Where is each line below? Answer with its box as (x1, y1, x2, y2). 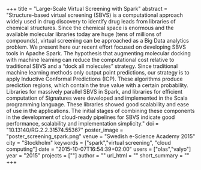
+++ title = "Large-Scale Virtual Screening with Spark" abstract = (6, 5, 168, 12)
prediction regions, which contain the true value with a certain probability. (6, 82, 188, 89)
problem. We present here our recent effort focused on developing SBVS (6, 43, 186, 50)
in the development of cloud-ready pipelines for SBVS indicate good (6, 114, 175, 121)
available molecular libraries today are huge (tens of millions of (6, 31, 162, 38)
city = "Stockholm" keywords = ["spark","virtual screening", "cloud (6, 139, 171, 146)
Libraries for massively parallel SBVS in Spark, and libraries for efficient (6, 88, 183, 95)
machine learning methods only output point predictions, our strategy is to (6, 69, 190, 76)
